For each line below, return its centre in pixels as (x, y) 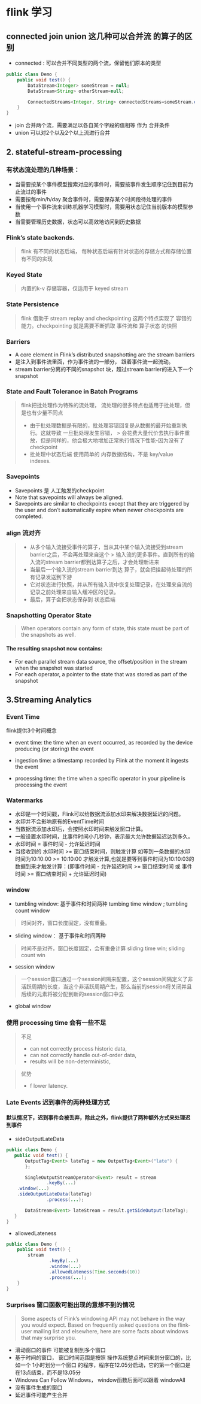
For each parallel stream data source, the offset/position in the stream (101, 662)
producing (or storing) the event (54, 749)
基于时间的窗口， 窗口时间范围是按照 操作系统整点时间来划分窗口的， (100, 1357)
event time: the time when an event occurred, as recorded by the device (104, 743)
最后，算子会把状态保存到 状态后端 (72, 599)
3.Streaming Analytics (49, 699)
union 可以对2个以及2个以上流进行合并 (63, 133)
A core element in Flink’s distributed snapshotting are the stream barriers (105, 355)
